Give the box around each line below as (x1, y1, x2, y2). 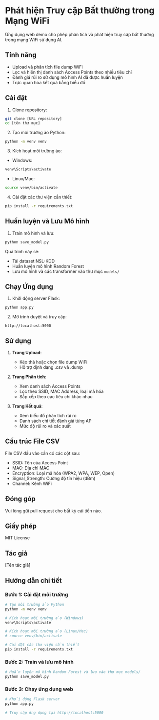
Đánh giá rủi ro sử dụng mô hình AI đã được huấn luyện (12, 74, 123, 80)
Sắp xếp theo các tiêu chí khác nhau (19, 394, 93, 399)
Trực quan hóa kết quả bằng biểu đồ (12, 79, 85, 85)
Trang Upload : (12, 350, 42, 355)
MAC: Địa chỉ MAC (12, 465, 50, 471)
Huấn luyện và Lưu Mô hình (5, 217, 90, 225)
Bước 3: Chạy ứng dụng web (5, 686, 74, 693)
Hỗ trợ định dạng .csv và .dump (19, 364, 83, 370)
